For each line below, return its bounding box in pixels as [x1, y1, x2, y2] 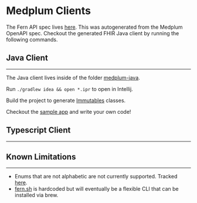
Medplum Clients [6, 4, 91, 18]
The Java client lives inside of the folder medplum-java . [6, 74, 141, 81]
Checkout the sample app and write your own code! [6, 108, 131, 115]
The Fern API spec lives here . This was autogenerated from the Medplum [6, 23, 183, 31]
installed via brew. [14, 192, 59, 199]
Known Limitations [6, 151, 76, 162]
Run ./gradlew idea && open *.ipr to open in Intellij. [6, 85, 133, 92]
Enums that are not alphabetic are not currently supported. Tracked [14, 173, 178, 180]
